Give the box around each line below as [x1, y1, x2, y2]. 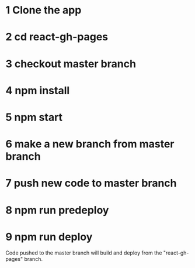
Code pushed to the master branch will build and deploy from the [5, 249, 162, 256]
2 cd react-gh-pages [5, 30, 109, 44]
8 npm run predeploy [5, 203, 109, 217]
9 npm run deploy [5, 230, 93, 243]
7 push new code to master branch [5, 177, 177, 190]
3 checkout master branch [5, 57, 137, 70]
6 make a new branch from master [5, 138, 175, 151]
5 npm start [5, 111, 62, 123]
